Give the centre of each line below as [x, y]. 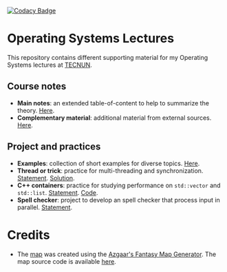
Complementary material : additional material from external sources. [114, 118]
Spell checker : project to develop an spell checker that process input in [118, 200]
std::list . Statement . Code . [57, 192]
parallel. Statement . [45, 207]
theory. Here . [36, 110]
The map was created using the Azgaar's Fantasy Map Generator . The [117, 254]
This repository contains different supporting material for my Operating [108, 57]
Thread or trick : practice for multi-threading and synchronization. [110, 170]
